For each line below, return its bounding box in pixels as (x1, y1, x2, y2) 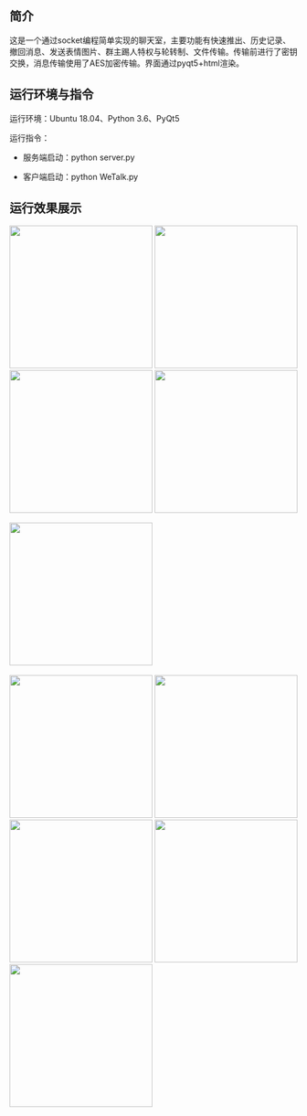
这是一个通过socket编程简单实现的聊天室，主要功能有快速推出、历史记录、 (9, 35, 291, 46)
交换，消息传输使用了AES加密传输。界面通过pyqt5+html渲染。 (9, 58, 245, 69)
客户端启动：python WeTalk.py (22, 171, 139, 182)
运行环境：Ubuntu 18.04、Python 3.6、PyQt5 (9, 112, 180, 123)
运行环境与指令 (9, 87, 94, 102)
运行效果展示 (9, 200, 82, 217)
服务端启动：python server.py (22, 152, 135, 163)
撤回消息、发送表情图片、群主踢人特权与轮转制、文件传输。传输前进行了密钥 (9, 46, 298, 57)
